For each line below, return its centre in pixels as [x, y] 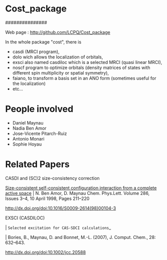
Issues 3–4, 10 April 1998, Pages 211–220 [47, 198]
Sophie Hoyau [27, 144]
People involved [39, 109]
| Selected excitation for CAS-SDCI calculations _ [58, 227]
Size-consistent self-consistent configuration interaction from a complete [81, 187]
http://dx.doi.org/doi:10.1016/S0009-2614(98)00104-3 [61, 208]
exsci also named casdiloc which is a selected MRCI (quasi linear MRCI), [87, 62]
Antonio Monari [28, 138]
